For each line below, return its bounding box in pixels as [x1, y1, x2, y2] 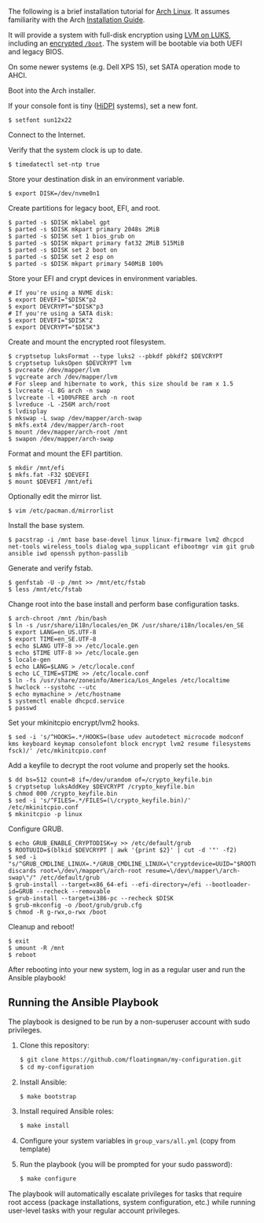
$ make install [19, 1121, 70, 1130]
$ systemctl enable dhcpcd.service [8, 697, 125, 705]
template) [19, 1144, 51, 1154]
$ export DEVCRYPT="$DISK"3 [8, 323, 101, 331]
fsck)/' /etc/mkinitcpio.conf [8, 747, 108, 755]
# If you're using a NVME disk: [8, 289, 114, 297]
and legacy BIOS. [8, 47, 64, 56]
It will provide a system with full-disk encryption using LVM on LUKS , [8, 31, 232, 39]
